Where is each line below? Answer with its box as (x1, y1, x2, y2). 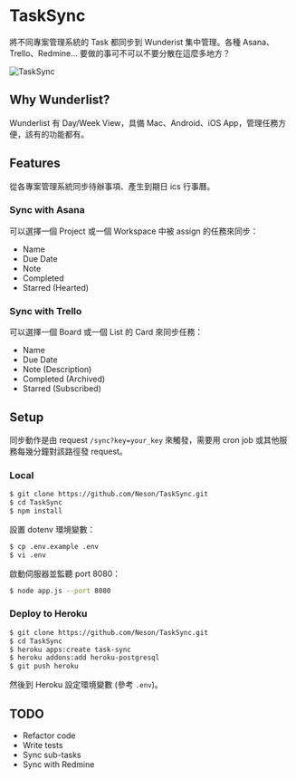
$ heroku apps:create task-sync (9, 645, 131, 654)
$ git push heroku (9, 662, 79, 671)
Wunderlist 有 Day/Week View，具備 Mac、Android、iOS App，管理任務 (9, 117, 279, 128)
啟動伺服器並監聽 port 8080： (9, 568, 120, 579)
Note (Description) (22, 364, 92, 375)
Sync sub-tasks (22, 749, 81, 760)
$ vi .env (9, 550, 47, 560)
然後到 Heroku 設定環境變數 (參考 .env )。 (9, 679, 163, 690)
